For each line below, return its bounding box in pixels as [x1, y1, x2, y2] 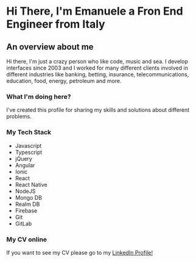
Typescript [15, 148, 43, 156]
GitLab [15, 220, 32, 227]
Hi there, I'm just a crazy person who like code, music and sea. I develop [6, 58, 189, 65]
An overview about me [6, 42, 94, 52]
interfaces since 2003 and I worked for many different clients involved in [6, 64, 189, 71]
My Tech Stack [6, 128, 52, 137]
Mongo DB [15, 194, 43, 201]
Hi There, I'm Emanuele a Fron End [6, 4, 184, 18]
